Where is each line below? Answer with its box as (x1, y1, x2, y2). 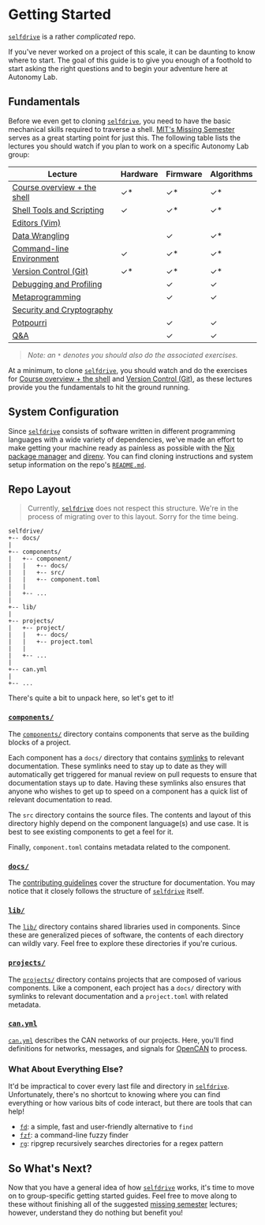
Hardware (121, 168, 159, 179)
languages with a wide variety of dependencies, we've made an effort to (8, 435, 244, 444)
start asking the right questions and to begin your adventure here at (8, 63, 228, 73)
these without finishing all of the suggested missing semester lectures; (8, 1199, 238, 1208)
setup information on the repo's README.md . (8, 460, 147, 469)
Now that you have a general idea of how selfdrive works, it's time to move (8, 1182, 255, 1192)
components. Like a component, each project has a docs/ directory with (8, 982, 242, 993)
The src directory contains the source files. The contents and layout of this (8, 810, 252, 820)
